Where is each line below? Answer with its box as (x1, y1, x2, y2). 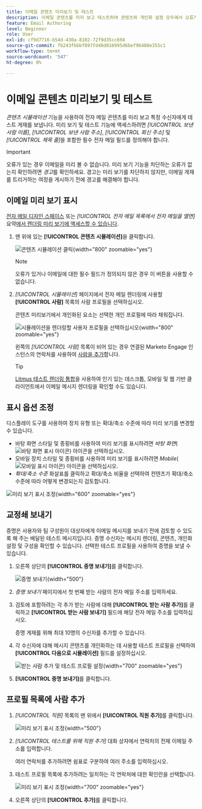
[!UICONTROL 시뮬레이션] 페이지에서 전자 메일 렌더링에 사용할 (14, 291, 163, 298)
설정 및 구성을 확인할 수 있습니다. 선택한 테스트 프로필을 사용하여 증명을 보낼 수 (6, 542, 191, 549)
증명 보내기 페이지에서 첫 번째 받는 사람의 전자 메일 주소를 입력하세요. (14, 588, 178, 595)
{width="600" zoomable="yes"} (55, 491, 136, 498)
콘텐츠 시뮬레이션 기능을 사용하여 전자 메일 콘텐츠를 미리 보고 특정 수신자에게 (6, 114, 187, 121)
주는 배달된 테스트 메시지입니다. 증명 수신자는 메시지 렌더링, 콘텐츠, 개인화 (19, 534, 193, 541)
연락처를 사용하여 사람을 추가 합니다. (36, 351, 121, 358)
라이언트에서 (14, 383, 45, 390)
